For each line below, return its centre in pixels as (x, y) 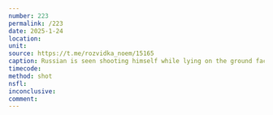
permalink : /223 (36, 23)
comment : (23, 99)
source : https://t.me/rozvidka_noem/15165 (81, 53)
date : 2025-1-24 (36, 31)
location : (25, 38)
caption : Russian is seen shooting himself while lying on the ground (130, 62)
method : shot (30, 76)
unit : (17, 46)
